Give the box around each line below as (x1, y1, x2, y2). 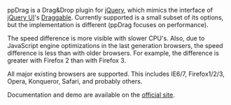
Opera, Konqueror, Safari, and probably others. (7, 77, 143, 86)
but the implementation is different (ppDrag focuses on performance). (7, 21, 209, 29)
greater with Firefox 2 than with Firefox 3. (7, 56, 127, 65)
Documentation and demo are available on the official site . (7, 90, 175, 99)
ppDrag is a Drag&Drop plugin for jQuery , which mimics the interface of (7, 6, 213, 14)
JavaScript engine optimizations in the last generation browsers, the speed (7, 42, 223, 49)
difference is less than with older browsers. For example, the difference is (7, 49, 219, 57)
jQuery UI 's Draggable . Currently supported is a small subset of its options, (7, 13, 224, 22)
